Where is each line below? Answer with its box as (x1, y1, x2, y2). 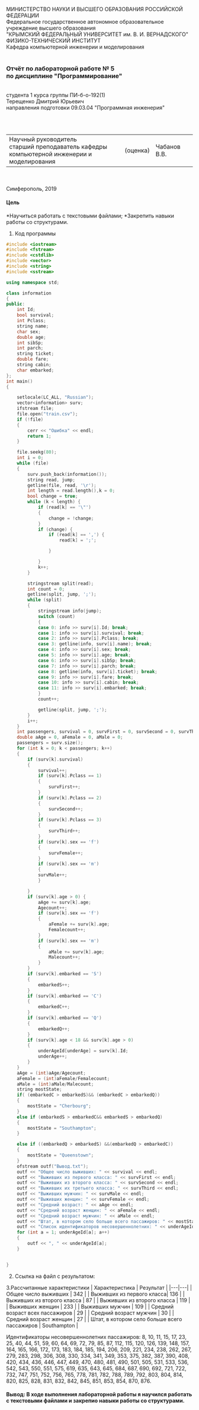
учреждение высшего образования (6, 24, 96, 31)
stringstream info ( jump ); (37, 608, 102, 614)
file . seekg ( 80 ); (17, 449, 57, 456)
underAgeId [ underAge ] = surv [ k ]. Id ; (37, 1048, 129, 1054)
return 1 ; (27, 433, 52, 439)
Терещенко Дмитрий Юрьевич (6, 98, 84, 105)
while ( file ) (17, 460, 49, 466)
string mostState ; (17, 1087, 62, 1092)
